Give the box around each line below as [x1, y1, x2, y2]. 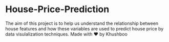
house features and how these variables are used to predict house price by [5, 25, 164, 31]
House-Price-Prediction [5, 4, 110, 15]
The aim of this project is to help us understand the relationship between [5, 20, 159, 26]
